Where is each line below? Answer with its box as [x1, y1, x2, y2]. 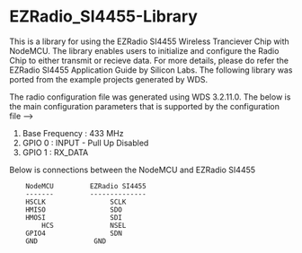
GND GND [25, 236, 106, 246]
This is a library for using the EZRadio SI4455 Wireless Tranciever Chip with [9, 36, 289, 47]
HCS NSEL [41, 221, 127, 230]
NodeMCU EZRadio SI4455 [25, 181, 147, 190]
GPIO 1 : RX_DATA [22, 146, 89, 158]
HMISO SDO [25, 205, 123, 214]
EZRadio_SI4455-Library [9, 6, 198, 27]
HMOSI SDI [25, 213, 123, 222]
